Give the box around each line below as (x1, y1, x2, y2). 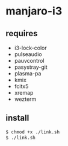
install (5, 113, 29, 123)
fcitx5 (14, 83, 29, 90)
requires (5, 28, 38, 39)
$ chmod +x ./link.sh (5, 129, 60, 135)
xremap (14, 89, 34, 96)
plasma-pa (14, 70, 42, 77)
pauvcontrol (14, 57, 45, 64)
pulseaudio (14, 51, 43, 58)
